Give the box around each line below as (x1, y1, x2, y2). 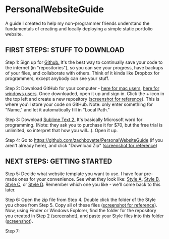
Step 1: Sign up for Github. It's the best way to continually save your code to (5, 59, 163, 65)
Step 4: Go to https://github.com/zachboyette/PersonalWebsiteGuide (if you (5, 137, 163, 143)
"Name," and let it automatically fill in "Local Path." (5, 106, 110, 112)
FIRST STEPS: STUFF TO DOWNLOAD (5, 46, 125, 54)
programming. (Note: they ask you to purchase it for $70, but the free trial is (5, 122, 163, 128)
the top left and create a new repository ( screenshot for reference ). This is (5, 96, 160, 102)
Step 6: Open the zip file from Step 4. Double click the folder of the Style (5, 196, 156, 203)
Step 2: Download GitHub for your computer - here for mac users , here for (5, 85, 160, 91)
